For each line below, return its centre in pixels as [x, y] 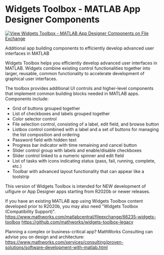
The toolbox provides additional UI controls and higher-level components [80, 88]
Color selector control [34, 119]
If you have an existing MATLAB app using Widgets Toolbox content [74, 201]
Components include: [27, 99]
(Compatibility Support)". [30, 212]
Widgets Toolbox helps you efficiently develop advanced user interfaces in [81, 63]
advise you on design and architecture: [45, 237]
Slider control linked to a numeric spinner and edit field [68, 155]
